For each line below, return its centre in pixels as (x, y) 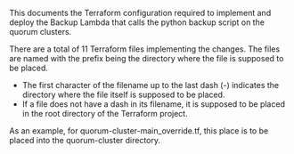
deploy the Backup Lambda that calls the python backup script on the (137, 22)
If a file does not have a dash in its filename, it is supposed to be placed (153, 104)
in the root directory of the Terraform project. (105, 113)
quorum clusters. (41, 32)
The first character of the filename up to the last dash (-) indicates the (151, 85)
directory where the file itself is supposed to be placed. (123, 94)
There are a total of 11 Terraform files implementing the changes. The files (145, 49)
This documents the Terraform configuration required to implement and (140, 13)
